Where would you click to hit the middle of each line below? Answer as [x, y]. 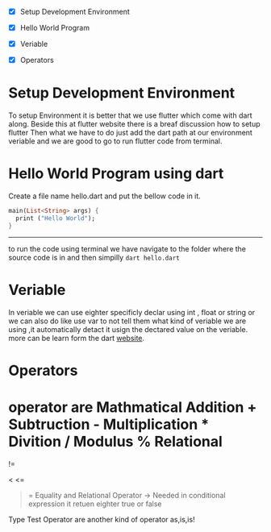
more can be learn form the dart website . [77, 338]
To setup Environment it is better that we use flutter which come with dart [130, 115]
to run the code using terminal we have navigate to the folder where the [127, 248]
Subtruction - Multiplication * [109, 424]
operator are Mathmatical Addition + [133, 407]
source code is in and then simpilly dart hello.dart [94, 257]
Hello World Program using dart [116, 174]
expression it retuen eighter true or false [95, 504]
